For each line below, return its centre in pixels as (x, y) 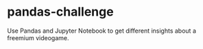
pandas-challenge (61, 12)
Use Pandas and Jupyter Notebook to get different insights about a (102, 31)
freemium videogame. (38, 37)
